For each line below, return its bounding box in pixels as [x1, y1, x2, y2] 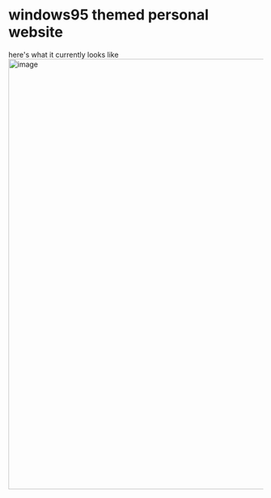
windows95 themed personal [8, 6, 209, 24]
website [8, 23, 63, 41]
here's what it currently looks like [8, 49, 119, 59]
